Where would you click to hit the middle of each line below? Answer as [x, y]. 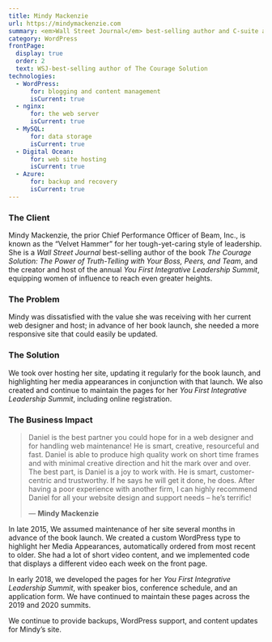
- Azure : [30, 174]
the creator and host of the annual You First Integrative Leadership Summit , [134, 270]
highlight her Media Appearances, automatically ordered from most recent [132, 546]
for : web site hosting [68, 159]
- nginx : [30, 106]
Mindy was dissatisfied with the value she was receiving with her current [130, 317]
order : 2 [30, 62]
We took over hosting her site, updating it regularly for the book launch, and [135, 373]
